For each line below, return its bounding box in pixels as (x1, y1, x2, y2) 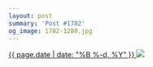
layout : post (8, 11, 53, 20)
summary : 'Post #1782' (8, 19, 85, 27)
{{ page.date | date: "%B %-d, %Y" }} (8, 50, 135, 60)
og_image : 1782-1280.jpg (8, 27, 93, 35)
